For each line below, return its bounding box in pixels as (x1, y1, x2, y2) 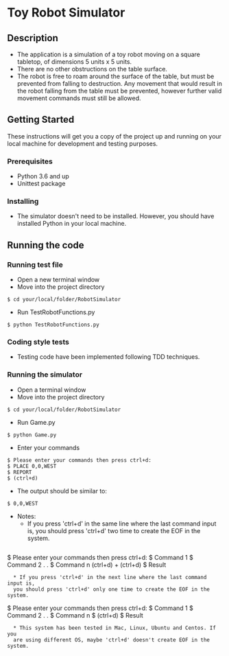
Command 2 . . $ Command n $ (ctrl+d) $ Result (7, 611, 144, 619)
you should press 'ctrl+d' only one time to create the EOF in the (13, 585, 210, 593)
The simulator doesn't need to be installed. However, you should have (16, 212, 215, 220)
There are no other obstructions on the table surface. (16, 65, 168, 73)
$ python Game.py (7, 431, 57, 438)
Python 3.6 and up (16, 172, 70, 180)
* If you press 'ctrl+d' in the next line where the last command (13, 574, 207, 581)
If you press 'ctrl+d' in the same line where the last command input (27, 519, 217, 528)
